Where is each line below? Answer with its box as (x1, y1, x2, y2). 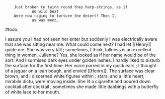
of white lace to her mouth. (5, 89, 61, 95)
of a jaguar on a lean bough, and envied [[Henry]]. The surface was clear (5, 68, 155, 74)
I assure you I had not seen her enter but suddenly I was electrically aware (5, 36, 158, 42)
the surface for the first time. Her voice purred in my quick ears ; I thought (5, 63, 157, 68)
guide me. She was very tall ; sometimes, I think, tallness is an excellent (5, 47, 152, 52)
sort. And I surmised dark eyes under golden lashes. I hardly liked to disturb (5, 57, 161, 63)
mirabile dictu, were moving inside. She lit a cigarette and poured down (5, 79, 151, 84)
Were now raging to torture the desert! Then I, (14, 13, 117, 18)
